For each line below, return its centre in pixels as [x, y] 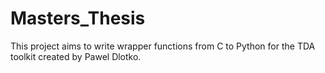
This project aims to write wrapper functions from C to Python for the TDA [163, 46]
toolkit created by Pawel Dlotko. [76, 56]
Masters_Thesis [78, 18]
